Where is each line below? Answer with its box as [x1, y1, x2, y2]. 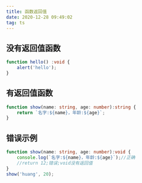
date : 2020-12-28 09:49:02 [6, 14, 73, 20]
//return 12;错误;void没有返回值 [17, 160, 93, 166]
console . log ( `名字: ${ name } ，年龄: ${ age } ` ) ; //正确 [17, 155, 135, 160]
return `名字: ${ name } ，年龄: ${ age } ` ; [17, 110, 105, 115]
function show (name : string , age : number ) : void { [6, 149, 131, 155]
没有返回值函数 [6, 43, 61, 53]
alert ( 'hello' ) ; [17, 65, 57, 71]
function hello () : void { [6, 59, 70, 65]
